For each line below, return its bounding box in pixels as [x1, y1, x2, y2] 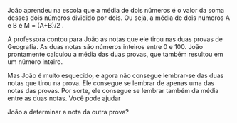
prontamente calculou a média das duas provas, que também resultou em [7, 50, 223, 58]
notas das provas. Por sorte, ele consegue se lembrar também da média [7, 87, 219, 95]
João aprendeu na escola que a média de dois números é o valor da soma [7, 6, 225, 14]
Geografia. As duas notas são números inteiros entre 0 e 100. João [7, 43, 204, 50]
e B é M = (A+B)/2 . [7, 21, 64, 29]
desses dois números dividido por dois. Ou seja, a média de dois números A [7, 14, 230, 22]
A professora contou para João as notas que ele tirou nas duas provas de [7, 35, 223, 43]
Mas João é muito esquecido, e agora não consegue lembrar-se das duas [7, 71, 224, 80]
